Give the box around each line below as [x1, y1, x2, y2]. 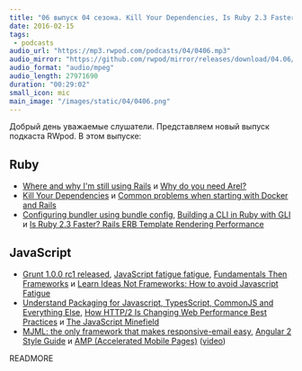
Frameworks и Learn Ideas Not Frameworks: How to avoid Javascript [22, 278, 279, 288]
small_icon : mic [9, 88, 70, 97]
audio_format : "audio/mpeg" [9, 64, 115, 73]
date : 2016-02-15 [9, 22, 75, 31]
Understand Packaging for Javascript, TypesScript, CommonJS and [22, 297, 274, 308]
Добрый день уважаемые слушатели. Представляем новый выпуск [9, 121, 270, 132]
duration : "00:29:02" [9, 80, 91, 89]
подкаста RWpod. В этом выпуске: [9, 131, 142, 142]
